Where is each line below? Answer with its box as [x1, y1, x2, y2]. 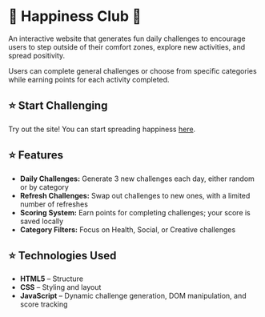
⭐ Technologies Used [8, 248, 117, 263]
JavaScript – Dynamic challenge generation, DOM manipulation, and [19, 291, 247, 301]
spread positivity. [8, 50, 66, 60]
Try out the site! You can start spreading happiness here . [8, 124, 196, 134]
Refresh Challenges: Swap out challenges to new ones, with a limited [19, 191, 251, 200]
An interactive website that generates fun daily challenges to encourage [8, 34, 246, 43]
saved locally [19, 216, 64, 226]
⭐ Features [8, 148, 64, 163]
